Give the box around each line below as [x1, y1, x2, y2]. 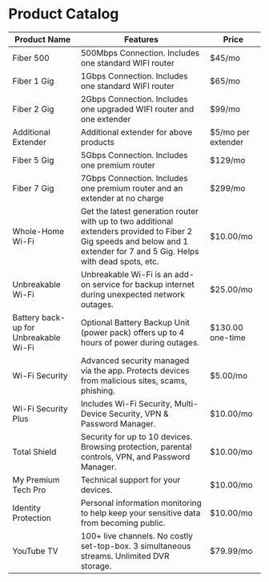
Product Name [14, 34, 71, 45]
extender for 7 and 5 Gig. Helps [80, 245, 199, 257]
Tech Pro [12, 484, 46, 495]
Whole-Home [12, 225, 65, 236]
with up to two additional [80, 216, 174, 227]
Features [123, 34, 159, 45]
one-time [209, 332, 246, 343]
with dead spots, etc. [80, 256, 159, 267]
